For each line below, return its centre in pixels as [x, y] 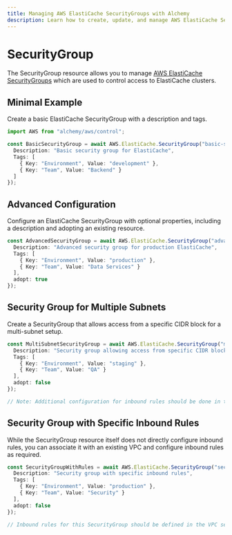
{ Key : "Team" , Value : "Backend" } [71, 170]
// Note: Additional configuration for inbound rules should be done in [114, 402]
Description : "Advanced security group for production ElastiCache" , [115, 247]
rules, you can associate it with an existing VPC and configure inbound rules [116, 447]
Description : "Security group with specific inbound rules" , [103, 473]
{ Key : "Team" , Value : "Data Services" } [80, 267]
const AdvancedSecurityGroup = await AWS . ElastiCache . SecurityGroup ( [109, 241]
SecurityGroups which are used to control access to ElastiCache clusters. [112, 81]
